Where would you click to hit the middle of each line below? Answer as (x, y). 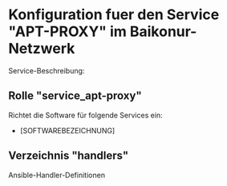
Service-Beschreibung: (47, 70)
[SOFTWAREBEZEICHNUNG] (67, 130)
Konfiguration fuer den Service (114, 15)
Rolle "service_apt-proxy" (75, 96)
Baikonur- (163, 32)
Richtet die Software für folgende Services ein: (85, 115)
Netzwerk (42, 49)
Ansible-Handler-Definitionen (57, 175)
